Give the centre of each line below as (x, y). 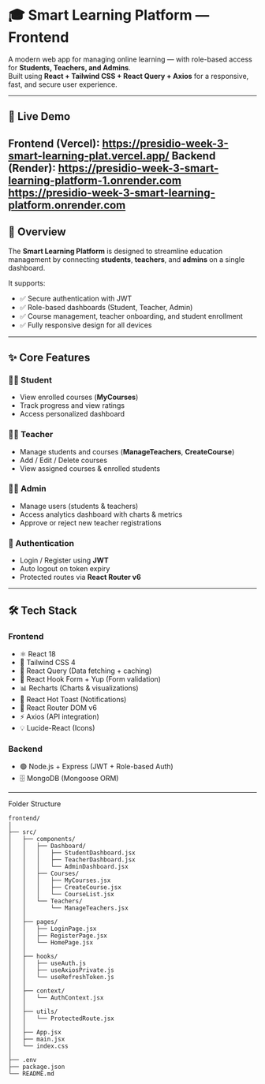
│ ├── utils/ (33, 1012)
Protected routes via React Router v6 (80, 578)
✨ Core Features (49, 357)
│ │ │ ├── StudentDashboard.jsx (72, 853)
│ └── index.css (38, 1046)
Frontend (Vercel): (54, 143)
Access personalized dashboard (72, 414)
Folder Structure (35, 804)
